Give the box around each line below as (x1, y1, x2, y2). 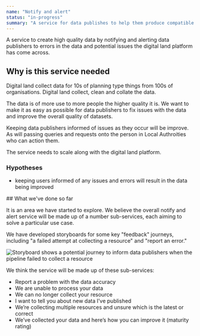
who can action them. (6, 137, 60, 144)
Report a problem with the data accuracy (14, 279, 116, 286)
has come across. (6, 49, 50, 56)
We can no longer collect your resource (14, 291, 113, 298)
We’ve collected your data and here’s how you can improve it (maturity (14, 316, 189, 323)
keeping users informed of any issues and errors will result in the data (14, 177, 187, 184)
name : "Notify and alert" (6, 8, 71, 15)
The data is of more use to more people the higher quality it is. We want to (6, 100, 189, 108)
